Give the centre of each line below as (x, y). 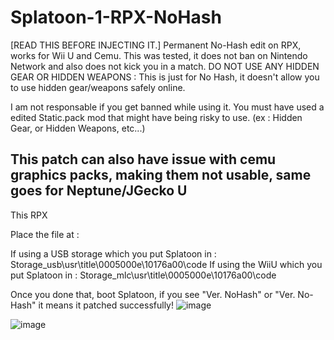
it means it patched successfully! (106, 305)
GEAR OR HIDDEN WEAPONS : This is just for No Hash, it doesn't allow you (165, 77)
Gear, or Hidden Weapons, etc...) (78, 128)
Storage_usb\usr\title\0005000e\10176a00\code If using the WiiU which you (166, 264)
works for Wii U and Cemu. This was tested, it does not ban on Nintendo (159, 55)
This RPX (29, 215)
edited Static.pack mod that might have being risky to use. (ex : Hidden (156, 117)
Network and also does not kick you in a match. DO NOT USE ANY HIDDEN (165, 66)
